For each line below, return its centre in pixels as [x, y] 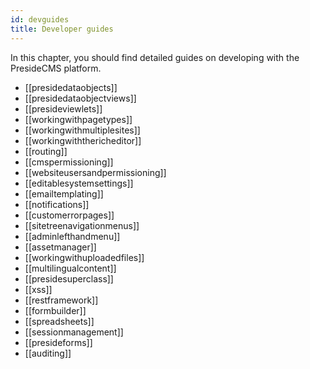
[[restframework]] [61, 300]
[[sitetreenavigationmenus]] [82, 225]
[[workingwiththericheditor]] [83, 140]
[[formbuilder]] [55, 310]
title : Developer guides [62, 29]
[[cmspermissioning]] [69, 162]
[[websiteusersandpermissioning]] [95, 172]
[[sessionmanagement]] [74, 332]
